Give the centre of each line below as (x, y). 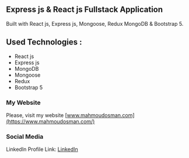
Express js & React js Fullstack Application (85, 10)
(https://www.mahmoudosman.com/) (50, 121)
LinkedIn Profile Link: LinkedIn (42, 149)
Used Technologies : (44, 42)
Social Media (25, 136)
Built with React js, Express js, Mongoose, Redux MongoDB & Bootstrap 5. (95, 23)
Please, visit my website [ (36, 115)
